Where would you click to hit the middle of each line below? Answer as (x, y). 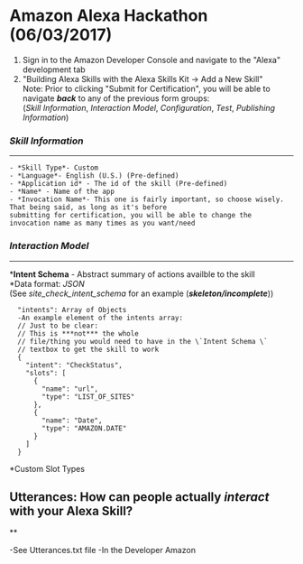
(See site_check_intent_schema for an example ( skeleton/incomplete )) (142, 293)
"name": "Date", (72, 421)
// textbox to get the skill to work (88, 349)
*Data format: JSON (47, 283)
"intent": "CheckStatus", (74, 365)
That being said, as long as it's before (88, 208)
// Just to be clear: (58, 326)
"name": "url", (70, 389)
